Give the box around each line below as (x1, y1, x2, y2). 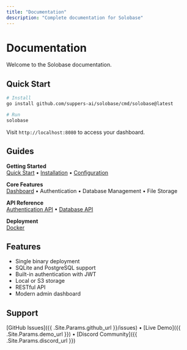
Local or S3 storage (15, 277, 65, 285)
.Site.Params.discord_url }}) (6, 337, 76, 345)
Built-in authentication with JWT (15, 271, 97, 278)
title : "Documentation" (6, 9, 67, 15)
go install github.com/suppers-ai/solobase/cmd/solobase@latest (6, 101, 174, 107)
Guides (6, 146, 35, 156)
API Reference (6, 199, 44, 206)
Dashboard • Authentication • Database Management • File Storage (6, 187, 178, 194)
